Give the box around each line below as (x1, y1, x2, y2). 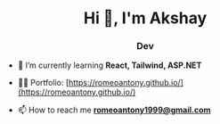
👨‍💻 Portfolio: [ (17, 78, 69, 88)
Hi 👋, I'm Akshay (83, 8, 208, 29)
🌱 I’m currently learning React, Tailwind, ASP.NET (17, 60, 202, 70)
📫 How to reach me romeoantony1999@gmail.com (17, 104, 211, 115)
